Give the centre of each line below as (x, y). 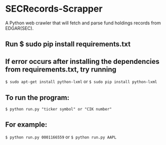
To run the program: (37, 98)
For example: (26, 125)
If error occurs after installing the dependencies (82, 61)
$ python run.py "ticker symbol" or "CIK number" (59, 109)
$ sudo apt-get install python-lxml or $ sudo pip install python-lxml (81, 82)
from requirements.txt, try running (61, 69)
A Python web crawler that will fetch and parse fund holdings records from (83, 23)
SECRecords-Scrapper (54, 9)
